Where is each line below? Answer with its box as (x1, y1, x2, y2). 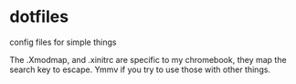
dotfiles (9, 6, 69, 27)
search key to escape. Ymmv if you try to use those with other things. (9, 64, 271, 75)
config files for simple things (9, 37, 117, 47)
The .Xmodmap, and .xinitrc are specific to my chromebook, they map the (9, 54, 287, 65)
